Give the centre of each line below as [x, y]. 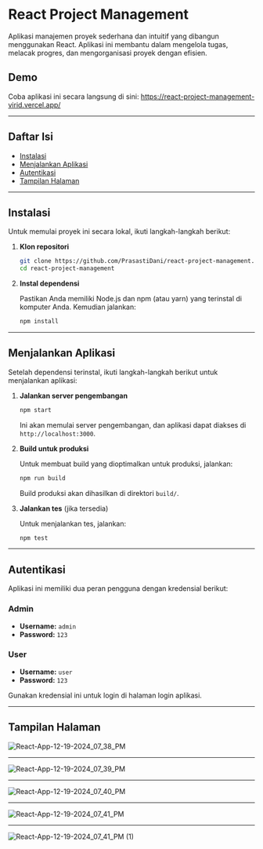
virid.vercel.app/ [34, 104]
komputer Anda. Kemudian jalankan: [78, 307]
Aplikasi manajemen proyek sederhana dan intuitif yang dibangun [113, 36]
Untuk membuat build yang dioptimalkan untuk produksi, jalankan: [126, 464]
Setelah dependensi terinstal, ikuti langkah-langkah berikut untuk [113, 372]
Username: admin [48, 626]
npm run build [42, 478]
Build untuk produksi [54, 448]
